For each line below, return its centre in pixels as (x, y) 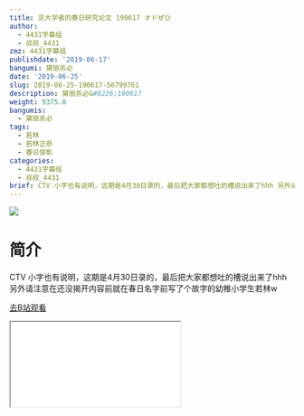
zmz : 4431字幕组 (38, 52)
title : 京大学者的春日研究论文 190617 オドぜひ (90, 18)
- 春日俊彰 (35, 152)
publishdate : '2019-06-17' (60, 60)
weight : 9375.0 (38, 102)
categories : (32, 161)
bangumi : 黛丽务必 (42, 69)
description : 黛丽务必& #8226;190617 (76, 93)
